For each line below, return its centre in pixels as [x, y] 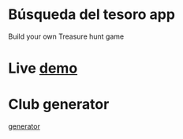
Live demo [43, 68]
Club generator [59, 105]
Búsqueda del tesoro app [92, 15]
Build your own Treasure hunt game [66, 36]
